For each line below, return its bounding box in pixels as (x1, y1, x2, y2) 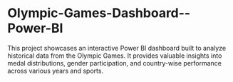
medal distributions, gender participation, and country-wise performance (7, 58, 222, 67)
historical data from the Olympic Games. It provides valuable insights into (7, 51, 222, 60)
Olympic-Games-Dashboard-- (7, 5, 191, 21)
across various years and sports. (7, 66, 104, 75)
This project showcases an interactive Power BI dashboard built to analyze (7, 43, 227, 52)
